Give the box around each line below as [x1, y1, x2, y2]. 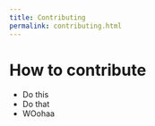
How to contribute [9, 60, 147, 80]
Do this [22, 89, 49, 100]
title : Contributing [9, 13, 87, 22]
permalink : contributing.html [9, 21, 123, 30]
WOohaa [22, 108, 56, 119]
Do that [22, 99, 50, 110]
